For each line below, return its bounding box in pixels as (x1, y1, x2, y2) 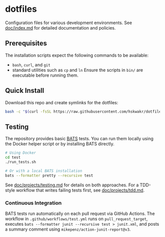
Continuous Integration (5, 199, 62, 206)
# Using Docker (5, 150, 36, 155)
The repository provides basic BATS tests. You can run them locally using (5, 136, 154, 142)
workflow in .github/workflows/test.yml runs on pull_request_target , (5, 215, 148, 222)
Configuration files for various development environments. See (5, 20, 133, 26)
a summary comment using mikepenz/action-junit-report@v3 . (5, 226, 131, 232)
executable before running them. (12, 72, 79, 78)
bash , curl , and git (12, 61, 51, 67)
